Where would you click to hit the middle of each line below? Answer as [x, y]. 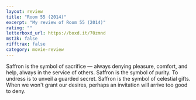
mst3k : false [22, 39]
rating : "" [19, 28]
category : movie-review [35, 50]
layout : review [25, 11]
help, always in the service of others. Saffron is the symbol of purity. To [92, 72]
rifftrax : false [26, 44]
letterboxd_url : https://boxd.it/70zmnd [56, 33]
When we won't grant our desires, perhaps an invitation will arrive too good [97, 85]
